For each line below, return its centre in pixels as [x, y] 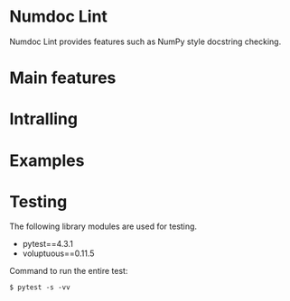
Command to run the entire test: [69, 271]
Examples [47, 160]
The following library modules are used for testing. [103, 226]
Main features [63, 78]
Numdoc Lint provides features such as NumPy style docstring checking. [145, 41]
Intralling [44, 119]
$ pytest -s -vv [40, 287]
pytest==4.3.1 [48, 244]
